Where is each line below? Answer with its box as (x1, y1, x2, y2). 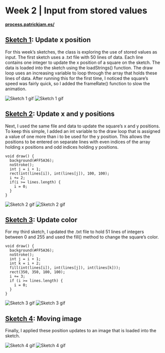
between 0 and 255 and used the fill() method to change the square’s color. (5, 234, 159, 240)
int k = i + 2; (9, 261, 41, 266)
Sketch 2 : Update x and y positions (5, 110, 115, 118)
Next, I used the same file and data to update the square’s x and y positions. (5, 123, 160, 129)
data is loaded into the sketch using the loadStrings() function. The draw (5, 64, 153, 70)
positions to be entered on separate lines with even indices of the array (5, 139, 151, 145)
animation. (5, 86, 27, 92)
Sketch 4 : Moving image (5, 314, 82, 323)
